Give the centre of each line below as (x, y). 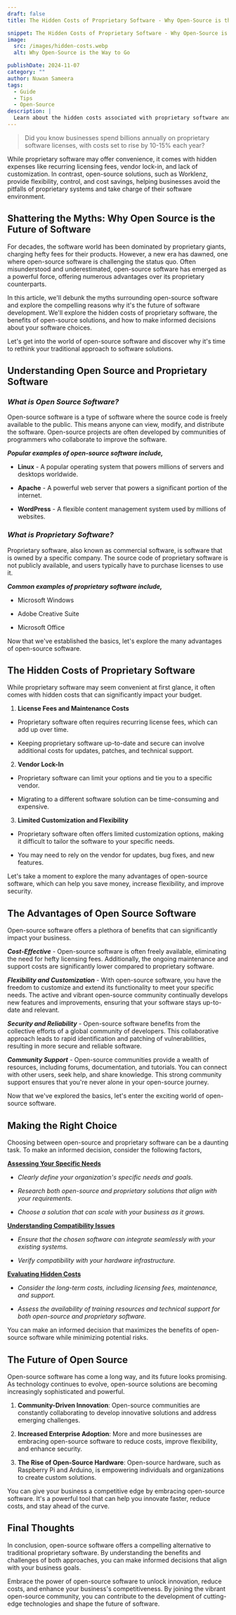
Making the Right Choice (62, 1125)
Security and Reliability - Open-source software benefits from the (104, 1024)
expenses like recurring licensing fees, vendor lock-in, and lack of (103, 166)
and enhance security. (50, 1449)
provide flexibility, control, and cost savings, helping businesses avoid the (114, 181)
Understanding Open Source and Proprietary (107, 371)
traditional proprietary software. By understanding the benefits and (104, 1552)
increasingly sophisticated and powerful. (66, 1391)
